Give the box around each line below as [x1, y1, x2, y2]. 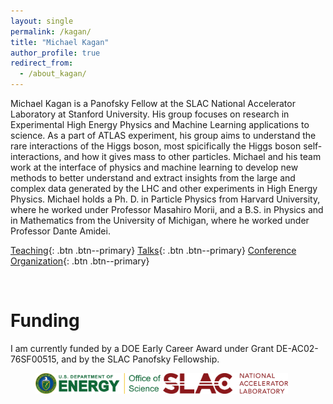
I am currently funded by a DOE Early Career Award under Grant [10, 342, 275, 354]
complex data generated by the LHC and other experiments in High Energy [10, 183, 318, 194]
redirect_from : [10, 58, 74, 69]
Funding [10, 310, 80, 332]
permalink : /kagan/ [10, 26, 92, 37]
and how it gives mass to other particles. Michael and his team [63, 151, 322, 162]
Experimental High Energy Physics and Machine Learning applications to [10, 119, 310, 130]
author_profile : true [10, 48, 101, 58]
